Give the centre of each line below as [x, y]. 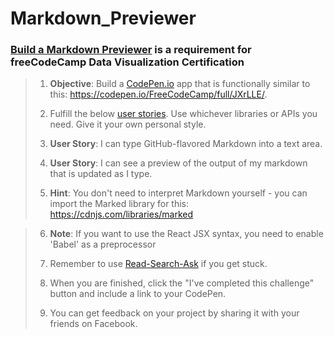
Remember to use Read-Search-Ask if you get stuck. [158, 264]
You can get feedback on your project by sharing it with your [174, 313]
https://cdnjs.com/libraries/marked [121, 214]
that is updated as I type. [101, 174]
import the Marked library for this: [119, 204]
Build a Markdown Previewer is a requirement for [131, 50]
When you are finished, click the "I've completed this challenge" [182, 283]
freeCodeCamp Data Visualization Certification [127, 62]
